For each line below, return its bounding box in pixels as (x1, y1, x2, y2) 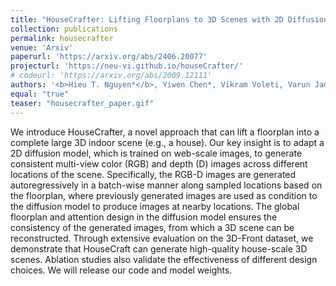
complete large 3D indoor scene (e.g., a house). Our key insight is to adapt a (10, 136, 325, 148)
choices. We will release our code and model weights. (10, 264, 233, 276)
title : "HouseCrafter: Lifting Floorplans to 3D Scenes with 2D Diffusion (10, 14, 329, 25)
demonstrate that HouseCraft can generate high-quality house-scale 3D (10, 242, 308, 255)
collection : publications (10, 24, 118, 34)
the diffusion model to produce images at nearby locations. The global (10, 200, 300, 212)
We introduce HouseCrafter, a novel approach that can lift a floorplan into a (10, 126, 320, 138)
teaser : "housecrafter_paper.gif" (10, 98, 155, 108)
